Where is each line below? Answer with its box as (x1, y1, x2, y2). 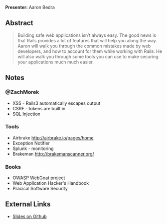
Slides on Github (12, 213, 47, 219)
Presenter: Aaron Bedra (5, 5, 55, 10)
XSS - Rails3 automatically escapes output (12, 100, 101, 106)
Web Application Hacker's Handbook (12, 180, 89, 186)
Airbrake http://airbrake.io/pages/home (12, 134, 94, 140)
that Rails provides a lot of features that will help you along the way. (17, 37, 157, 43)
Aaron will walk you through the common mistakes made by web (17, 43, 151, 49)
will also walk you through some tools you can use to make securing (17, 53, 159, 59)
